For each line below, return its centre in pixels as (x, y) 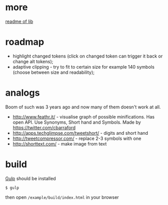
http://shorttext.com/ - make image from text (60, 143)
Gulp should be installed (31, 178)
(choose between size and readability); (54, 72)
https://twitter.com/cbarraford (44, 127)
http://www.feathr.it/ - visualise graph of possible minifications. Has (83, 116)
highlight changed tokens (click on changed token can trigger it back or (88, 56)
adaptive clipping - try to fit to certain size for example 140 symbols (83, 67)
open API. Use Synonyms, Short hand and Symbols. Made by (77, 122)
